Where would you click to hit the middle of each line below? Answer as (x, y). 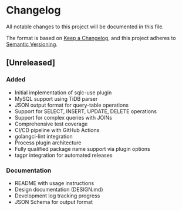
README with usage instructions (54, 183)
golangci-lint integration (43, 136)
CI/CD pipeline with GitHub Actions (57, 130)
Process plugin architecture (48, 143)
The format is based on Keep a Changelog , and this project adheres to (91, 38)
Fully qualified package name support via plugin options (82, 149)
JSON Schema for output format (53, 202)
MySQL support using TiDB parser (56, 98)
